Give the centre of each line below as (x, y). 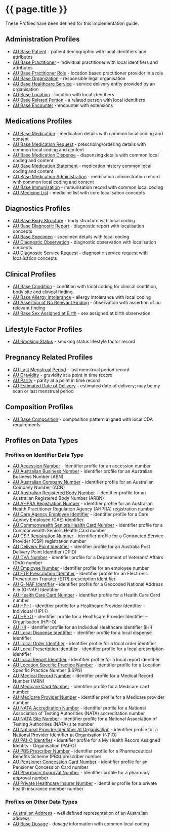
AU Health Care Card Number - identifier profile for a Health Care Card (86, 595)
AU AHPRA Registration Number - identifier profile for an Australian (82, 504)
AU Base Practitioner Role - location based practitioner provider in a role (88, 73)
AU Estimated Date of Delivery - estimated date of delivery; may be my (86, 385)
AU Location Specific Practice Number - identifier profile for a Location (87, 665)
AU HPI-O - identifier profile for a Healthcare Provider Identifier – (80, 617)
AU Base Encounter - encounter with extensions (63, 105)
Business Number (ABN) (38, 477)
